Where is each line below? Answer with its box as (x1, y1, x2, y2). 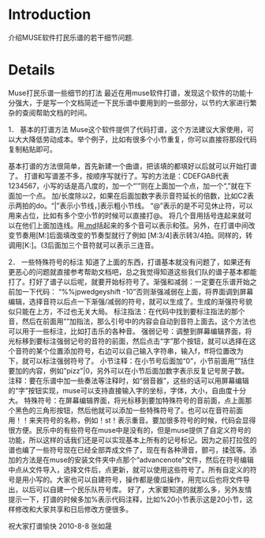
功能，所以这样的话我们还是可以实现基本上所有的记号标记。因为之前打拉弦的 (8, 435, 257, 445)
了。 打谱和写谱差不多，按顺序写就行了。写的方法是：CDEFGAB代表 (8, 171, 230, 180)
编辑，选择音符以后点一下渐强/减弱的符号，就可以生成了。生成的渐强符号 (8, 297, 246, 306)
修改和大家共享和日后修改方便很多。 (14, 504, 132, 513)
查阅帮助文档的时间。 (21, 108, 91, 117)
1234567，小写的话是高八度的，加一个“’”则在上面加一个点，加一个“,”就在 (8, 180, 245, 191)
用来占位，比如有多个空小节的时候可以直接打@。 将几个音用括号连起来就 (8, 210, 245, 220)
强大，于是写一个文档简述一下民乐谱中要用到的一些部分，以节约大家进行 (14, 97, 250, 108)
